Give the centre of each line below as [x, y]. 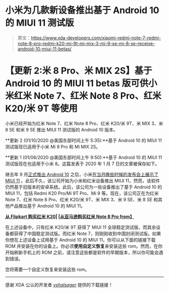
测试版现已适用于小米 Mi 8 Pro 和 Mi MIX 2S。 [53, 146]
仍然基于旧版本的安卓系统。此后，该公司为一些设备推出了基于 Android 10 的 [84, 187]
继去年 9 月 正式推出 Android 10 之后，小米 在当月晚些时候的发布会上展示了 [82, 174]
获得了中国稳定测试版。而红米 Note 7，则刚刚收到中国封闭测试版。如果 [88, 233]
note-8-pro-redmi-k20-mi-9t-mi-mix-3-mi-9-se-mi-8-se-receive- [86, 43]
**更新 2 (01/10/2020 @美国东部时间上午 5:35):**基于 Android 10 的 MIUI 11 [83, 140]
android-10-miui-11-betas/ [45, 49]
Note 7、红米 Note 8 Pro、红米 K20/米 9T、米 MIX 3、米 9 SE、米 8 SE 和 [82, 199]
